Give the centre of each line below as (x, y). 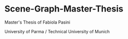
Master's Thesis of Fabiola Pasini (37, 22)
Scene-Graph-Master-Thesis (64, 9)
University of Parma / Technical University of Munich (57, 31)
